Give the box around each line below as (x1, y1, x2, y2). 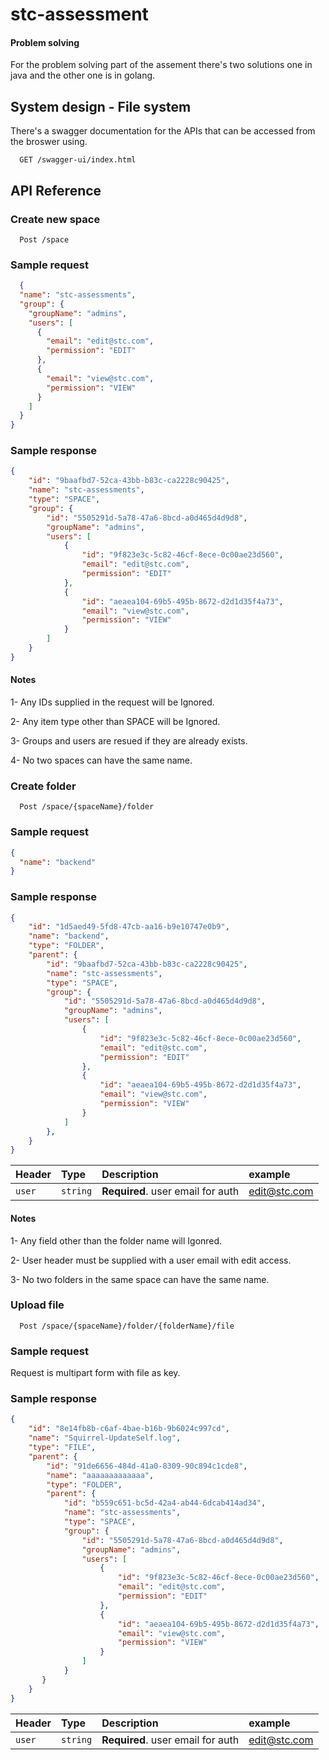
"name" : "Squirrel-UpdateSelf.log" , (28, 1433, 182, 1443)
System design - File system (10, 98, 192, 115)
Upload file (10, 1298, 65, 1312)
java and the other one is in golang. (10, 69, 156, 82)
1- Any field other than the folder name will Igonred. (10, 1234, 223, 1247)
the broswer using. (10, 136, 88, 148)
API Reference (10, 182, 102, 199)
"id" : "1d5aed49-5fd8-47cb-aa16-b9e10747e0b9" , (28, 922, 230, 932)
